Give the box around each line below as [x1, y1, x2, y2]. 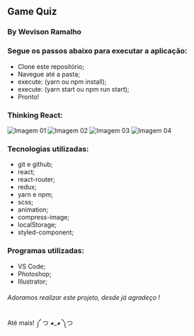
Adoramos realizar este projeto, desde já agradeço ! [7, 293, 161, 302]
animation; [17, 205, 49, 214]
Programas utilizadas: [7, 246, 85, 256]
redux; [17, 183, 37, 191]
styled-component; [17, 228, 74, 237]
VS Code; [17, 262, 46, 271]
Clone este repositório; [17, 62, 85, 70]
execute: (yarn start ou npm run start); [17, 85, 130, 93]
